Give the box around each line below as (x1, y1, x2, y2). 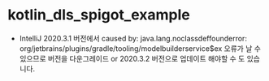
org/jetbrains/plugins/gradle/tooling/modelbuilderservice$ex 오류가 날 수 (19, 43, 262, 53)
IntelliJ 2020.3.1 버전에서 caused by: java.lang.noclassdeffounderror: (19, 33, 247, 43)
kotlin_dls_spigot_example (7, 6, 190, 24)
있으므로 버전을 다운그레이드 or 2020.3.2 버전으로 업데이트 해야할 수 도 (19, 53, 245, 63)
